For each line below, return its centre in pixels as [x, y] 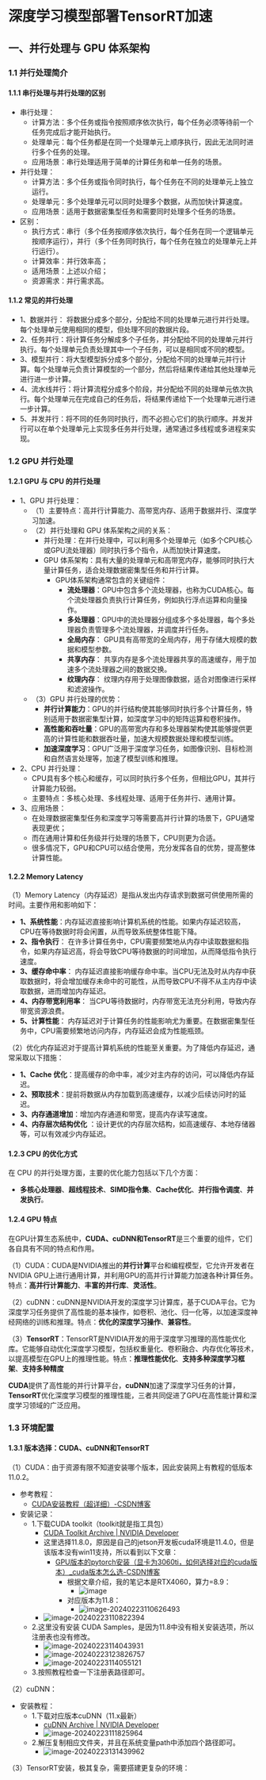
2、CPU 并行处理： [51, 769]
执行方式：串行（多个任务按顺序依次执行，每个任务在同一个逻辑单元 [142, 231]
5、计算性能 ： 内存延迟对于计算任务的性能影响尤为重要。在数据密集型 [134, 1021]
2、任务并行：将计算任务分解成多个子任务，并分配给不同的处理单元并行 [136, 339]
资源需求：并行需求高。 [70, 281]
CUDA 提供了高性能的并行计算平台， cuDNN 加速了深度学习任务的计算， [124, 1385]
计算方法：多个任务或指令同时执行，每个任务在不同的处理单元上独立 [142, 181]
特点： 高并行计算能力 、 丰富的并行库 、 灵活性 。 [84, 1285]
